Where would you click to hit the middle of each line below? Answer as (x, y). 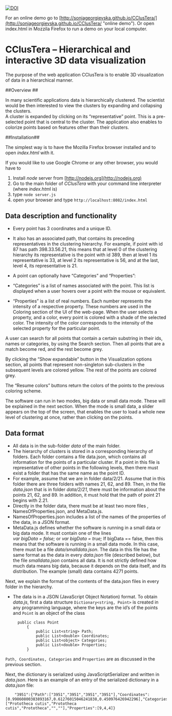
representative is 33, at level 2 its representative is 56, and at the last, (86, 260)
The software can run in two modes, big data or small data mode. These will (85, 401)
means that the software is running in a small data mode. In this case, (86, 544)
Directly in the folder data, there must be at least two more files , (81, 505)
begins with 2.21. (30, 500)
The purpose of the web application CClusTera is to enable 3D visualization (84, 74)
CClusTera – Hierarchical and (68, 50)
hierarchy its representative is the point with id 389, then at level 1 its (85, 255)
